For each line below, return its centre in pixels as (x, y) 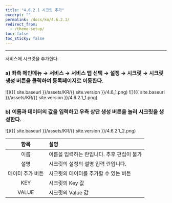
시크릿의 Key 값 (66, 183)
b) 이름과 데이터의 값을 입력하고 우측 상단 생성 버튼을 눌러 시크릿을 (82, 112)
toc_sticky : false (25, 39)
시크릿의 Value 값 (68, 193)
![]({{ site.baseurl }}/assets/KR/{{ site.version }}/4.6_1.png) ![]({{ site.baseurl (85, 92)
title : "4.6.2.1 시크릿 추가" (35, 10)
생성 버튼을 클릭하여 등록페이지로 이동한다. (55, 81)
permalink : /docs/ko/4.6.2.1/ (38, 19)
